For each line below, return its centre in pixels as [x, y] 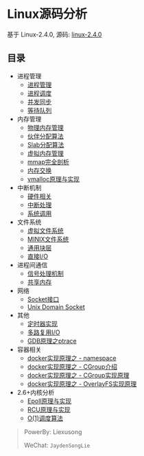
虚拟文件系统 [45, 230]
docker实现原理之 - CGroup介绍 [72, 366]
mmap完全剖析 [48, 161]
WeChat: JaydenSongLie [57, 445]
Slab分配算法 [46, 144]
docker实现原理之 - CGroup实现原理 [78, 375]
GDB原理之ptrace [52, 341]
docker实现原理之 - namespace [72, 358]
